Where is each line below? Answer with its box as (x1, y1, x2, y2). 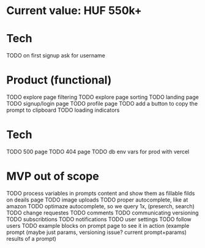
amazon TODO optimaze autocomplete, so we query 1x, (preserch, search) (6, 202, 195, 210)
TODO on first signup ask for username (6, 52, 105, 59)
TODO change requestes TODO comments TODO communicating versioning (6, 209, 199, 216)
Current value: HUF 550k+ (6, 4, 142, 18)
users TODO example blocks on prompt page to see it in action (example (6, 222, 190, 229)
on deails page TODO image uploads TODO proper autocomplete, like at (6, 196, 188, 203)
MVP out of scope (6, 169, 99, 183)
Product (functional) (6, 73, 112, 87)
